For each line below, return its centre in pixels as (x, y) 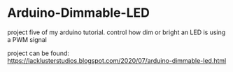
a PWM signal (27, 39)
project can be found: (38, 53)
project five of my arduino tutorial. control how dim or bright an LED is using (116, 32)
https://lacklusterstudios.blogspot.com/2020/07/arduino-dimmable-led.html (117, 60)
